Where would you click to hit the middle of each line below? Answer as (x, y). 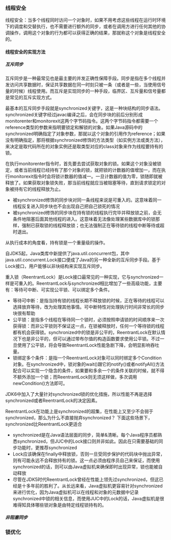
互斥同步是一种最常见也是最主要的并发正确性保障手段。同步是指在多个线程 (83, 78)
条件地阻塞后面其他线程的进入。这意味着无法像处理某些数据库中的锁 (84, 219)
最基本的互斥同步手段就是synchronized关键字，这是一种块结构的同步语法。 (84, 108)
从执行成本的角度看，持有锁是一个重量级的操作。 (56, 242)
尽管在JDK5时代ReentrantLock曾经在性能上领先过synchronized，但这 (86, 479)
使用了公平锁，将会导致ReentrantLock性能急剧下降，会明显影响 (84, 345)
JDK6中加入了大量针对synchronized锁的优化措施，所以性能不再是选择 (79, 394)
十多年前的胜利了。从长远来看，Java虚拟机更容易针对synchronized (92, 485)
